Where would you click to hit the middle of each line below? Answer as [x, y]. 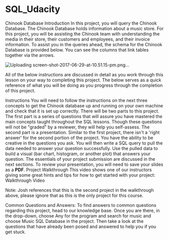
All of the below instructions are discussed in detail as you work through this [84, 74]
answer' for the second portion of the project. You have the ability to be [79, 138]
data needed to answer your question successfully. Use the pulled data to [82, 148]
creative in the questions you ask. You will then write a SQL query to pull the [84, 143]
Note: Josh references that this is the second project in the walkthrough [80, 190]
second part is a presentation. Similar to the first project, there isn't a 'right [82, 132]
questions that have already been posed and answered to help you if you [81, 226]
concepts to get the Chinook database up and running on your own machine [84, 105]
